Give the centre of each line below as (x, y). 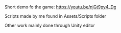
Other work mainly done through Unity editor (50, 25)
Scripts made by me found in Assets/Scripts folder (55, 16)
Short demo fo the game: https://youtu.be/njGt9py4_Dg (60, 7)
